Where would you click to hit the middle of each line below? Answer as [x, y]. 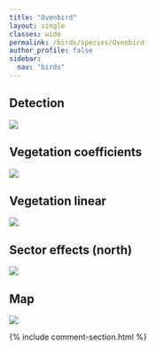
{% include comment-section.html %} [78, 337]
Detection [37, 103]
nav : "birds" [41, 68]
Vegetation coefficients [76, 152]
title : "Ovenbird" [43, 17]
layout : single [37, 26]
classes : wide [35, 34]
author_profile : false [51, 51]
